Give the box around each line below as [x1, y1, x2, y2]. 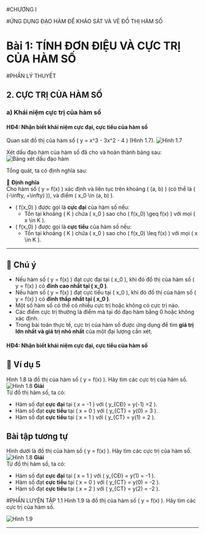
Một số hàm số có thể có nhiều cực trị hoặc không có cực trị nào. [15, 302, 180, 309]
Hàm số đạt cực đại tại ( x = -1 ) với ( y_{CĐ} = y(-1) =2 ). [15, 400, 157, 408]
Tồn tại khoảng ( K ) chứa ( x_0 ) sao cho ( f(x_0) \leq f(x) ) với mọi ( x [24, 230, 198, 237]
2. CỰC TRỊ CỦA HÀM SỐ [6, 90, 103, 100]
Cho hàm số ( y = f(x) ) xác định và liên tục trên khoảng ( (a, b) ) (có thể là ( [6, 185, 196, 192]
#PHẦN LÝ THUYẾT [6, 72, 57, 79]
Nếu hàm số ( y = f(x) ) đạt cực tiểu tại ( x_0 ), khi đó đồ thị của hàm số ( [15, 289, 196, 296]
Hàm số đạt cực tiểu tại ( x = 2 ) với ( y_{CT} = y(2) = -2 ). [15, 485, 160, 492]
